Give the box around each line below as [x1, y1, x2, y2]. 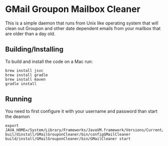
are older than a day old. [5, 30, 55, 36]
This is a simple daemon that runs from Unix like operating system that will [5, 20, 158, 26]
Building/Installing [5, 45, 63, 53]
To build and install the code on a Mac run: [5, 58, 93, 64]
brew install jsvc [5, 68, 43, 73]
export [5, 123, 19, 128]
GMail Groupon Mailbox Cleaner [5, 3, 141, 15]
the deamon [5, 113, 30, 119]
